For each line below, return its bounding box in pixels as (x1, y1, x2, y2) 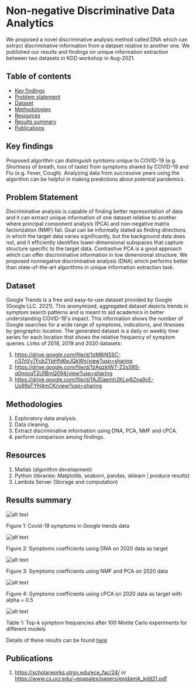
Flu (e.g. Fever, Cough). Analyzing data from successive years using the (6, 169, 180, 176)
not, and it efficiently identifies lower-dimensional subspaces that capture (6, 239, 184, 246)
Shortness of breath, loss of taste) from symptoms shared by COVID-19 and (6, 163, 189, 170)
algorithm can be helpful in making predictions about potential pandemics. (6, 176, 185, 183)
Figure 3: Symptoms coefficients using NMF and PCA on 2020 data (6, 567, 169, 575)
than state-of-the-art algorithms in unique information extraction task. (6, 264, 174, 271)
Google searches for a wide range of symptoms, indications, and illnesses (6, 321, 184, 328)
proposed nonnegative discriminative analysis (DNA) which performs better (6, 257, 188, 264)
